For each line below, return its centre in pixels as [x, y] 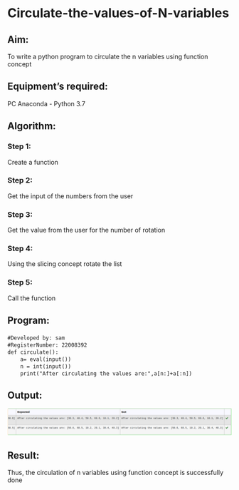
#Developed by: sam [36, 338]
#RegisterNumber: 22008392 [47, 345]
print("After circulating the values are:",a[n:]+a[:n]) [106, 373]
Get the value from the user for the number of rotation [86, 230]
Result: [23, 455]
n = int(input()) [46, 366]
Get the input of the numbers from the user [70, 196]
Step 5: [20, 282]
